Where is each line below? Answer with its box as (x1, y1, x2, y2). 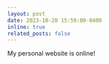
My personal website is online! (7, 49, 96, 58)
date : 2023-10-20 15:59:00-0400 (7, 17, 102, 24)
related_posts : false (7, 30, 71, 37)
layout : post (7, 10, 46, 18)
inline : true (7, 23, 46, 30)
